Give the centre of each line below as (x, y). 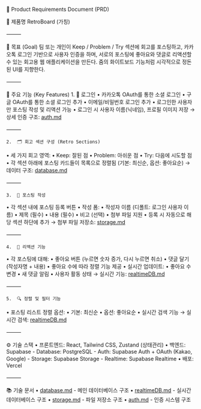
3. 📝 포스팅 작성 (26, 195)
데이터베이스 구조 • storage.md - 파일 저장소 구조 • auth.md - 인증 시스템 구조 (99, 400)
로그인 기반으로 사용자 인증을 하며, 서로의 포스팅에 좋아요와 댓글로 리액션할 (104, 54)
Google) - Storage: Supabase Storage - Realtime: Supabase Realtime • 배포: (100, 359)
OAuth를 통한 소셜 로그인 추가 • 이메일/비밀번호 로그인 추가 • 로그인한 (94, 102)
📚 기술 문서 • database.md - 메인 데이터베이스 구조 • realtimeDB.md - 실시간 (99, 390)
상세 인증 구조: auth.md (34, 117)
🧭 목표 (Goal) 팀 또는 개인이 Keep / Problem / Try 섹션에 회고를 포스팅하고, (94, 47)
